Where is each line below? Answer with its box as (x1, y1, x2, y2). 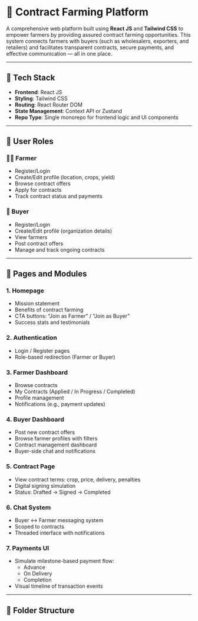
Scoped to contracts (14, 523, 65, 530)
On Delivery (23, 570, 52, 577)
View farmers (14, 233, 48, 240)
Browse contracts (14, 382, 58, 389)
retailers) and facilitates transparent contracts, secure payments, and (6, 44, 174, 51)
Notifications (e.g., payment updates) (14, 401, 105, 408)
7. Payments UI (6, 544, 49, 552)
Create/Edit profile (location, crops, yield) (14, 174, 115, 181)
